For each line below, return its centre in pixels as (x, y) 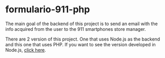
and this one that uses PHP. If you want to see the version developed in (81, 44)
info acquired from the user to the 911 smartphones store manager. (76, 29)
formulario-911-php (48, 9)
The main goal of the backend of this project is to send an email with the (81, 24)
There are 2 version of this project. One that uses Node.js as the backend (83, 39)
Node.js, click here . (26, 50)
